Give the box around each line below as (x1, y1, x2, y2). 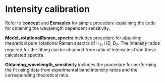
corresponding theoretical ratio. (5, 72, 70, 78)
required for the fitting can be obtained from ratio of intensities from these (5, 46, 157, 53)
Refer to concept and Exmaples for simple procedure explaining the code (5, 20, 156, 26)
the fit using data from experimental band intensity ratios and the (5, 67, 138, 73)
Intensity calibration (5, 3, 90, 15)
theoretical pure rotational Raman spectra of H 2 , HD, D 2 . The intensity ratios (5, 40, 160, 47)
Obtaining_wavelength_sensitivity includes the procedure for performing (5, 61, 157, 68)
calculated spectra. (5, 52, 45, 58)
